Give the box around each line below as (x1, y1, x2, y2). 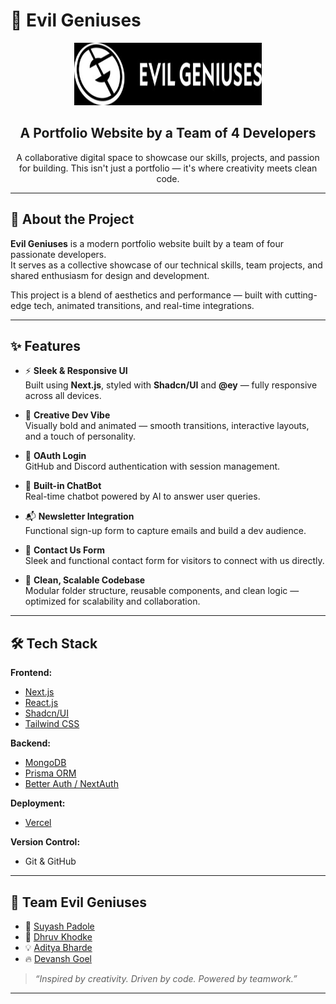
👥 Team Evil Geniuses (10, 894, 148, 911)
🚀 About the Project (10, 211, 135, 228)
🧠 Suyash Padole (24, 920, 95, 932)
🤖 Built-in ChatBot (24, 480, 102, 492)
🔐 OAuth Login (24, 450, 87, 462)
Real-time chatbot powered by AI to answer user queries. (24, 490, 261, 503)
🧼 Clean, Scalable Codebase (24, 574, 146, 586)
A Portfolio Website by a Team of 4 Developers (19, 125, 317, 142)
